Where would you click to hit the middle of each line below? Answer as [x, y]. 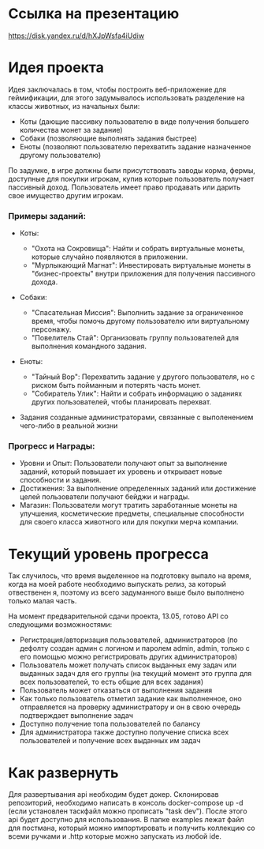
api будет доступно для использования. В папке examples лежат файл [126, 820]
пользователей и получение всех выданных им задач [110, 741]
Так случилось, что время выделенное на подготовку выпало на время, [130, 576]
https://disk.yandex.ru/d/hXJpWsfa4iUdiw [76, 36]
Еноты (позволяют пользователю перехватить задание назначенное [135, 146]
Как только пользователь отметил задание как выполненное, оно [130, 699]
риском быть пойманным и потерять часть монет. [116, 385]
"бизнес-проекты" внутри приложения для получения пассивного [143, 274]
